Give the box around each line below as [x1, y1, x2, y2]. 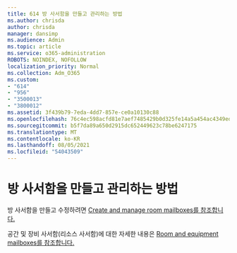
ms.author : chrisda [7, 17, 65, 24]
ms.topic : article [7, 43, 61, 50]
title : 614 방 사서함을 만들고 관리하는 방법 [7, 10, 123, 18]
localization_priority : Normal [7, 63, 99, 70]
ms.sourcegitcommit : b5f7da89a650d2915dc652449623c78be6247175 [7, 122, 197, 129]
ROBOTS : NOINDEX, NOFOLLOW [7, 57, 87, 64]
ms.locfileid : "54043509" [7, 148, 83, 155]
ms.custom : [7, 76, 39, 83]
